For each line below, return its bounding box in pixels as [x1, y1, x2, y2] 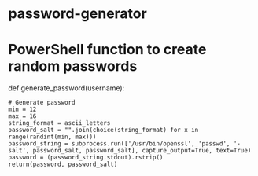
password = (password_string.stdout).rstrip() [8, 154, 164, 162]
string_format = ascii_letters [8, 119, 111, 127]
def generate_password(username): [8, 83, 125, 93]
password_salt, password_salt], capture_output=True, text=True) [32, 147, 252, 155]
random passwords [8, 57, 138, 75]
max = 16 [8, 112, 37, 120]
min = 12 [8, 105, 37, 114]
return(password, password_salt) [8, 160, 118, 169]
